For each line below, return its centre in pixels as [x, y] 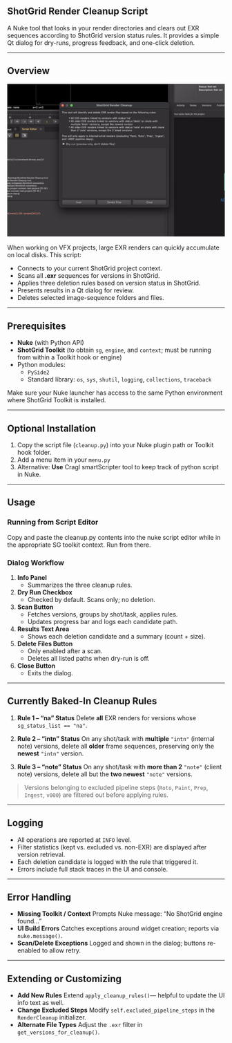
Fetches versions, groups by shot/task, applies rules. [103, 614]
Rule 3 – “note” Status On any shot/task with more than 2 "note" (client [119, 767]
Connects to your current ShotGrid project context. [89, 268]
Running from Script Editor [53, 523]
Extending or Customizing [65, 978]
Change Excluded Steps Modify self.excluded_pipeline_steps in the [116, 1010]
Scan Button [35, 607]
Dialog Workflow [36, 563]
